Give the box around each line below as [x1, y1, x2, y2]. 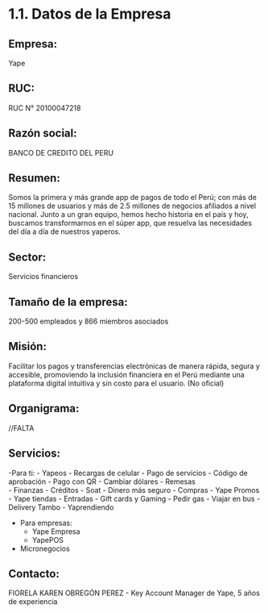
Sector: [8, 250, 47, 264]
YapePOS [31, 535, 64, 544]
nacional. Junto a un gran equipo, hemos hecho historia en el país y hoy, [8, 210, 249, 219]
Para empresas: [19, 518, 72, 528]
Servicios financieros [8, 272, 79, 281]
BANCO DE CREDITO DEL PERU [8, 148, 114, 157]
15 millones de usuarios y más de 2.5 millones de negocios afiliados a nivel [8, 201, 256, 211]
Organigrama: [8, 402, 80, 415]
